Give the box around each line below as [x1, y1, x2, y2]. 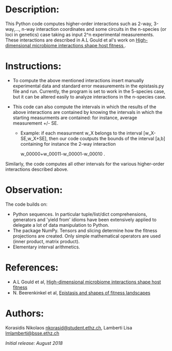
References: [5, 262, 59, 273]
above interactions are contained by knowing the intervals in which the [12, 109, 163, 115]
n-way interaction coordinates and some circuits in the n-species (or [21, 26, 167, 32]
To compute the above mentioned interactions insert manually [12, 77, 144, 83]
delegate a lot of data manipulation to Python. [12, 222, 109, 228]
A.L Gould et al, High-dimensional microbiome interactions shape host [12, 279, 161, 285]
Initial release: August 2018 [5, 340, 63, 346]
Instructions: [5, 61, 62, 72]
